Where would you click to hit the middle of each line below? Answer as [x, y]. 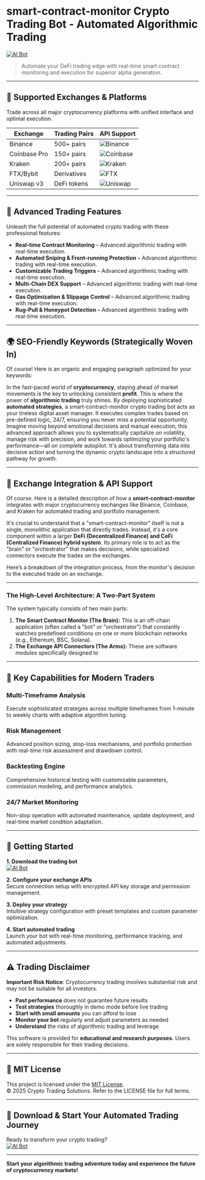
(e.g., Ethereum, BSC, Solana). [53, 640]
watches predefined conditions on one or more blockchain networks [101, 634]
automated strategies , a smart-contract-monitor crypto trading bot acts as [101, 407]
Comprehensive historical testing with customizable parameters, [87, 780]
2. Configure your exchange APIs [49, 880]
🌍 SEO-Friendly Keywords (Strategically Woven [100, 342]
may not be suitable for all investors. [52, 988]
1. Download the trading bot [42, 861]
